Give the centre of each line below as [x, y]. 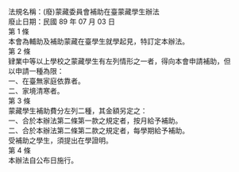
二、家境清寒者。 [36, 91]
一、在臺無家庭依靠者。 [46, 81]
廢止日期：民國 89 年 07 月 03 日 [62, 21]
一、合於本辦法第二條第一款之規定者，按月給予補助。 [95, 120]
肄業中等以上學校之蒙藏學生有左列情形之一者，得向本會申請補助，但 [119, 61]
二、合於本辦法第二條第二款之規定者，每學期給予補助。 [98, 130]
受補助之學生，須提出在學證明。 [60, 140]
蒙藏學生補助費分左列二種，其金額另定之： [78, 111]
